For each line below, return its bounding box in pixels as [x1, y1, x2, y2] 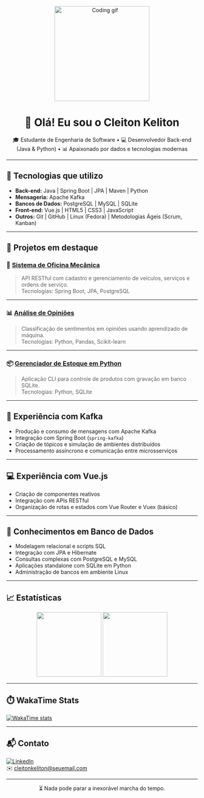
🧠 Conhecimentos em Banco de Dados [6, 527, 154, 537]
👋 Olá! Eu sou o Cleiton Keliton [24, 116, 180, 130]
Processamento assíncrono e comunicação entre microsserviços [15, 447, 178, 454]
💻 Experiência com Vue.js [6, 471, 108, 482]
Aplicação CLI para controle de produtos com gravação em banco [21, 375, 187, 383]
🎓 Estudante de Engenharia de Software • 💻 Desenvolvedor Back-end [12, 136, 192, 143]
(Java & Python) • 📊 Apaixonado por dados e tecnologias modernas [16, 145, 188, 152]
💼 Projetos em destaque [6, 243, 98, 253]
